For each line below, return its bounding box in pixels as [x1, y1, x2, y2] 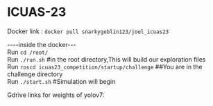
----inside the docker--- [7, 40, 76, 48]
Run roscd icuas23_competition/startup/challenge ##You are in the [7, 62, 203, 71]
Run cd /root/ [7, 48, 49, 56]
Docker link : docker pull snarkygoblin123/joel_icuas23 [7, 27, 169, 35]
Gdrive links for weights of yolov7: [7, 91, 105, 99]
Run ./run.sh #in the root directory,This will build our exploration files [7, 55, 206, 63]
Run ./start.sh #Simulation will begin [7, 77, 116, 85]
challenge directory [7, 70, 63, 78]
